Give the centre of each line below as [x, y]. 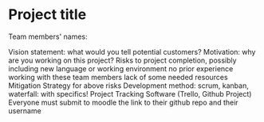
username [25, 111]
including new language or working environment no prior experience [121, 68]
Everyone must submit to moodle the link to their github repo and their [123, 102]
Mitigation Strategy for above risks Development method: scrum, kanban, [128, 86]
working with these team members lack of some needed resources [118, 77]
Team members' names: [48, 36]
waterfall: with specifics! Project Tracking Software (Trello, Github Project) [130, 93]
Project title [47, 15]
